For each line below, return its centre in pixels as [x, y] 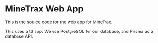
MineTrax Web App [44, 9]
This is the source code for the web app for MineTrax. [59, 22]
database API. [19, 36]
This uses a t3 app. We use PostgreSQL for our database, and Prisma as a [79, 31]
